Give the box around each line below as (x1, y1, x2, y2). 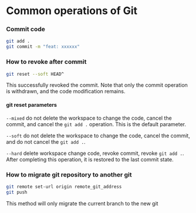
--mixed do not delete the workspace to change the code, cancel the (6, 114, 172, 121)
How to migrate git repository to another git (6, 170, 132, 178)
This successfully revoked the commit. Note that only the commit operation (6, 82, 188, 89)
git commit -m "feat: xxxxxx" (6, 44, 80, 50)
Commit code (6, 25, 46, 33)
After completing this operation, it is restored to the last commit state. (6, 155, 174, 163)
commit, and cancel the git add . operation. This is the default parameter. (6, 120, 187, 127)
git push (6, 189, 28, 195)
